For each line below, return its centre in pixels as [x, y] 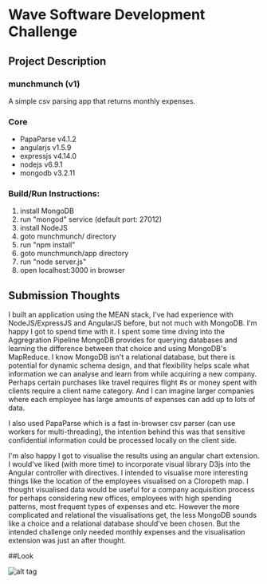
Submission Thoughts [64, 296]
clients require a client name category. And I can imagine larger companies [131, 391]
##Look [21, 556]
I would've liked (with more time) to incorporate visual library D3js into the [130, 464]
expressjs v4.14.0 [48, 156]
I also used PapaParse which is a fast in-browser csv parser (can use [122, 424]
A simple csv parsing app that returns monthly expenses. [102, 101]
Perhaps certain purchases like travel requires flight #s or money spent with [133, 383]
